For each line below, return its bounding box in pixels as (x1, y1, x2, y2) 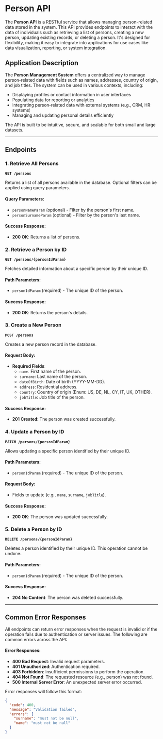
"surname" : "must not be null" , (14, 716, 79, 721)
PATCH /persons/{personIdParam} (5, 439, 70, 444)
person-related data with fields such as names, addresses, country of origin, (5, 77, 158, 83)
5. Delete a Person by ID (5, 526, 62, 533)
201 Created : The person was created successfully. (12, 416, 116, 422)
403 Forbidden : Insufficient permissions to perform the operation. (12, 668, 145, 674)
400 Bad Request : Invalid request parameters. (12, 658, 105, 664)
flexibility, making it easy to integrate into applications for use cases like (5, 39, 149, 45)
